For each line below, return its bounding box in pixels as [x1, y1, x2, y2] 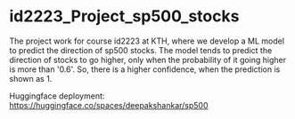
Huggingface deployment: [9, 91, 105, 101]
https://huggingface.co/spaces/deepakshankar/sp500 [9, 99, 209, 110]
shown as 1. [9, 73, 53, 83]
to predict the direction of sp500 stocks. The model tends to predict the [9, 44, 273, 55]
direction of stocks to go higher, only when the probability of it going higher [9, 54, 287, 65]
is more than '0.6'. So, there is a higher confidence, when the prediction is [9, 64, 281, 75]
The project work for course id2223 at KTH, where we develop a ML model [9, 36, 285, 46]
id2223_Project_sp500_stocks [9, 6, 240, 27]
